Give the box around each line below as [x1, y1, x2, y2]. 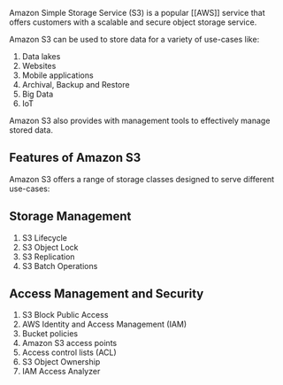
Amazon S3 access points [21, 338, 118, 349]
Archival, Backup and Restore [21, 80, 130, 89]
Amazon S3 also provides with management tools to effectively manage [9, 115, 271, 126]
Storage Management [9, 209, 132, 224]
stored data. [9, 125, 53, 135]
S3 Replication [21, 251, 75, 262]
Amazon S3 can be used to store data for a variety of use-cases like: [9, 35, 260, 44]
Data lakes [21, 51, 61, 61]
